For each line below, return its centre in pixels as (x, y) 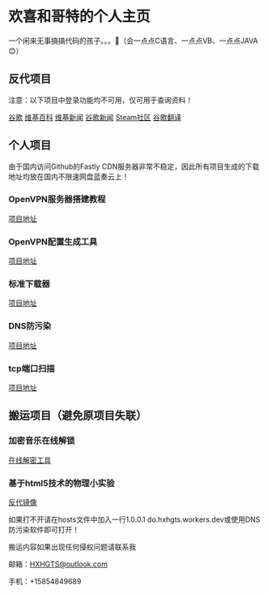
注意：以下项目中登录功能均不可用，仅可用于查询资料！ (100, 100)
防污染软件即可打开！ (44, 530)
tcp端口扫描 (32, 368)
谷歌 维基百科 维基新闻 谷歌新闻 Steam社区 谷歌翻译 (95, 117)
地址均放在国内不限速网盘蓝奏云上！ (69, 176)
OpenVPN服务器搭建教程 (57, 200)
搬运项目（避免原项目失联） (78, 416)
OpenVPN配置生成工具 (53, 242)
